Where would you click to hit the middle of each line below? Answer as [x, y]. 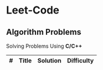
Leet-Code [33, 10]
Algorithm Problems [44, 32]
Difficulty [80, 61]
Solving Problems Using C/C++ [44, 46]
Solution [49, 61]
